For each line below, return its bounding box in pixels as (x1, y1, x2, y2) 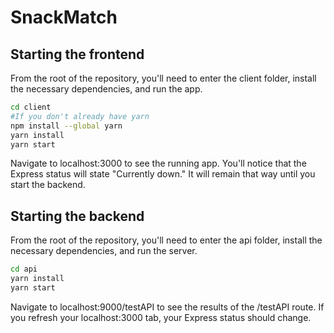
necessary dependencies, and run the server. (10, 245, 198, 257)
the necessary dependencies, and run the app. (10, 83, 203, 95)
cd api (10, 264, 38, 275)
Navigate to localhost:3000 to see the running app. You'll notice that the (10, 157, 307, 170)
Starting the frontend (10, 46, 145, 63)
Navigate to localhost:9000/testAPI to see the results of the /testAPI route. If (10, 301, 325, 313)
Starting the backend (10, 207, 145, 225)
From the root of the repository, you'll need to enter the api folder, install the (10, 234, 323, 246)
